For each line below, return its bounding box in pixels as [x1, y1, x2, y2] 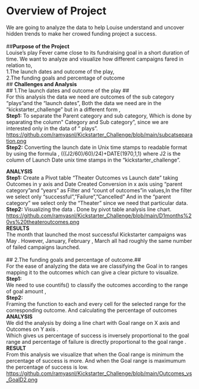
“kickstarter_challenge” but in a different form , [6, 106, 121, 113]
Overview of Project [6, 4, 107, 18]
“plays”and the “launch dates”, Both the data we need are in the [6, 99, 162, 106]
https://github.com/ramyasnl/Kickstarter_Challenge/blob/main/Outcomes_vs [6, 369, 192, 377]
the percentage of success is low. [6, 363, 89, 371]
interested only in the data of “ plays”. [6, 125, 98, 132]
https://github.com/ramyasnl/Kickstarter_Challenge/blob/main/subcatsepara [6, 131, 193, 138]
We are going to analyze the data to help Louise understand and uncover [6, 24, 185, 31]
